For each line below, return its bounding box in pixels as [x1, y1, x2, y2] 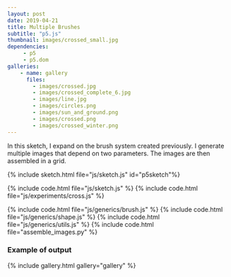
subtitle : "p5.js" [7, 30, 61, 37]
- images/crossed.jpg [32, 83, 97, 90]
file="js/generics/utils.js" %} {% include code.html [7, 220, 154, 228]
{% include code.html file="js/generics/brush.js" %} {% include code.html [7, 205, 223, 213]
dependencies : [7, 43, 49, 50]
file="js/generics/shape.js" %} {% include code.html [7, 213, 160, 221]
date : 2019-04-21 [7, 17, 59, 24]
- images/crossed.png [32, 115, 97, 122]
